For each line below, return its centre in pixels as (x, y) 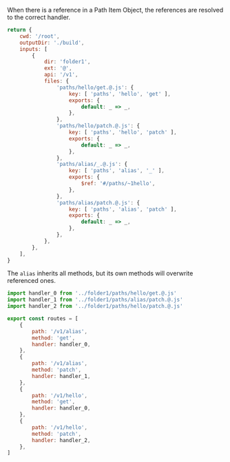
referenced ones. (32, 281)
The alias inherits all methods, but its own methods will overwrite (100, 273)
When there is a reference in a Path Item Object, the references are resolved (115, 10)
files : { (56, 81)
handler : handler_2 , (61, 440)
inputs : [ (34, 49)
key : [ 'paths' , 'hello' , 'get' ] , (119, 94)
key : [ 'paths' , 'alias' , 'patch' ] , (123, 209)
